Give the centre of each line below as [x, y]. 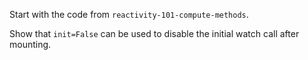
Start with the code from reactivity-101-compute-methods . [129, 14]
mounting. [30, 44]
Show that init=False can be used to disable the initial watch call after [154, 33]
